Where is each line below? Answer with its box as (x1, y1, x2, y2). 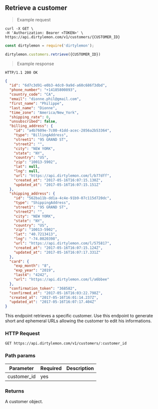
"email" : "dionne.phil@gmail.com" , (9, 97, 81, 101)
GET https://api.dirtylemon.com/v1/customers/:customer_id (5, 341, 127, 346)
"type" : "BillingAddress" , (14, 133, 68, 138)
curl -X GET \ (5, 26, 34, 31)
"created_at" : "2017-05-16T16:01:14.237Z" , (9, 295, 98, 300)
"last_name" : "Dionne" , (9, 105, 57, 111)
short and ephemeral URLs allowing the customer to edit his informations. (5, 318, 152, 324)
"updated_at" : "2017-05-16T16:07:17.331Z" (14, 250, 101, 255)
